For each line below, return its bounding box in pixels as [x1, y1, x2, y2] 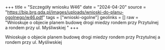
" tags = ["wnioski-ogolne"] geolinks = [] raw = [42, 15, 139, 20]
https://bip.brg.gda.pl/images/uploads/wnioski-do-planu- [7, 9, 124, 15]
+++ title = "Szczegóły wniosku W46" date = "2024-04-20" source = [5, 4, 147, 10]
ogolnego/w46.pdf [5, 15, 43, 20]
